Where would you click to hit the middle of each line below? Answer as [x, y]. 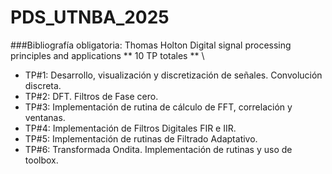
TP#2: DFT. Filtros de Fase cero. [91, 96]
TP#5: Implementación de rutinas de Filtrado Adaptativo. [141, 138]
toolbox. [41, 160]
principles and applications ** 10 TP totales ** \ [107, 55]
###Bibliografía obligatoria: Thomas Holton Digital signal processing [151, 45]
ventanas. [45, 117]
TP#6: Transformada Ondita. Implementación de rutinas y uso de [158, 149]
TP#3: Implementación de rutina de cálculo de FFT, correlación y [158, 107]
